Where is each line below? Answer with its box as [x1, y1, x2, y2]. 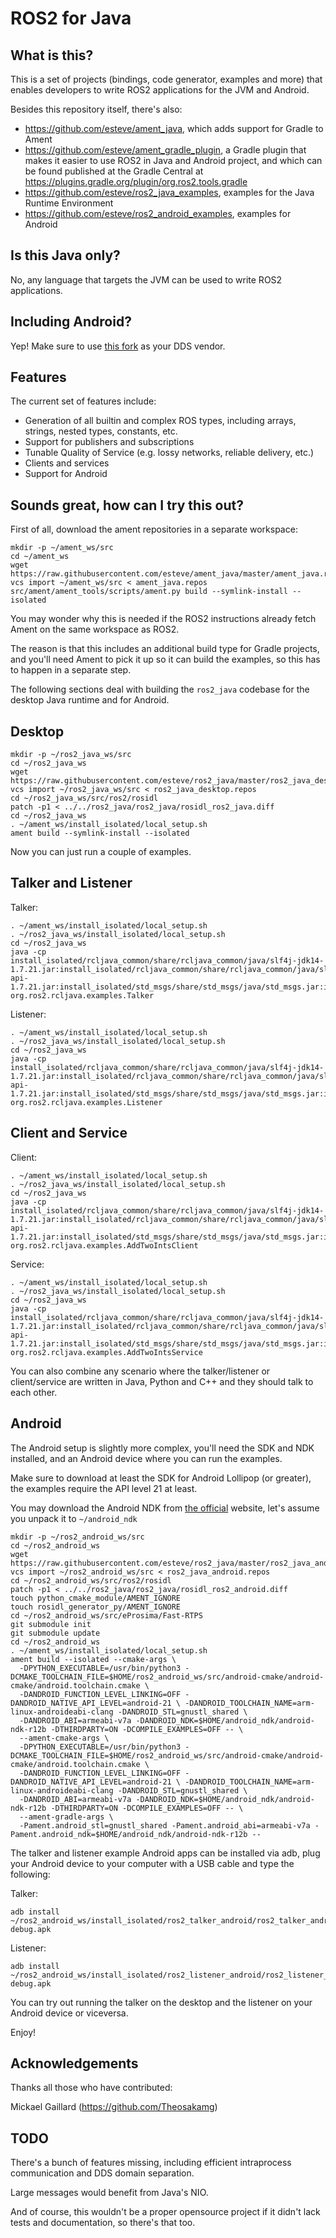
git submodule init [10, 1619, 92, 1629]
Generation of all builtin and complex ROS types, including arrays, [24, 415, 297, 427]
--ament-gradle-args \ [19, 1812, 114, 1822]
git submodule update [10, 1628, 101, 1638]
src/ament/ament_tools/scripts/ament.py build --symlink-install [10, 587, 288, 597]
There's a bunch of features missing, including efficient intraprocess [10, 2157, 292, 2169]
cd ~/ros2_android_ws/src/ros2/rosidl [10, 1575, 172, 1586]
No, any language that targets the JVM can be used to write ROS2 [10, 273, 283, 286]
